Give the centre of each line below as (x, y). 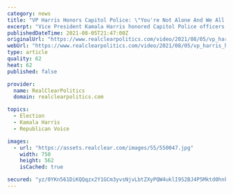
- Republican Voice (42, 129)
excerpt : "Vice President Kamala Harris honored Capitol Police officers (116, 26)
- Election (29, 116)
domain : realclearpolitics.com (59, 97)
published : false (32, 71)
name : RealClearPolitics (49, 91)
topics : (18, 109)
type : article (28, 53)
